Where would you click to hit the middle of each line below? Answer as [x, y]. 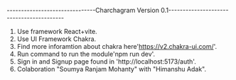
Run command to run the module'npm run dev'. [86, 54]
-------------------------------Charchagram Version [83, 10]
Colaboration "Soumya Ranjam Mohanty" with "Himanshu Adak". [112, 69]
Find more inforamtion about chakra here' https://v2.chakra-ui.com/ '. [117, 46]
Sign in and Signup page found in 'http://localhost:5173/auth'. [106, 62]
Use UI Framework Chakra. [57, 39]
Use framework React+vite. [57, 32]
